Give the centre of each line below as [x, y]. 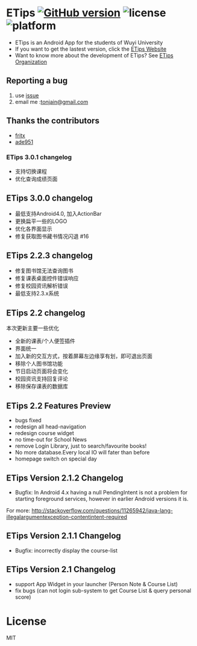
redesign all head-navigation [50, 427]
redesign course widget [44, 433]
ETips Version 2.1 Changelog [61, 570]
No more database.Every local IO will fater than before [82, 453]
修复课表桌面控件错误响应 [47, 279]
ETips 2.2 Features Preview [59, 406]
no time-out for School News [51, 440]
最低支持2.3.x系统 [37, 294]
